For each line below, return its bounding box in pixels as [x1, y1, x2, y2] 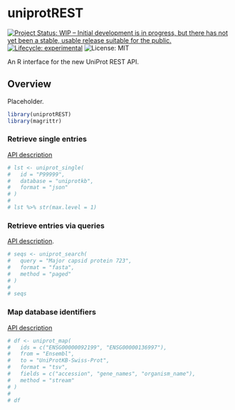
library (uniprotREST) [7, 110, 72, 118]
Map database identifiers [7, 307, 96, 317]
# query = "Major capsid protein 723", [7, 258, 132, 265]
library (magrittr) [7, 117, 62, 125]
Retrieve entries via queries [7, 221, 105, 231]
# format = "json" [7, 184, 69, 191]
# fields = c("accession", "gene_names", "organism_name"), [7, 370, 196, 378]
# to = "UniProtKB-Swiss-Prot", [7, 357, 110, 364]
